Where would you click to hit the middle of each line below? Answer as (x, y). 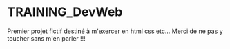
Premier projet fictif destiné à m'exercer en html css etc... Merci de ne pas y (115, 31)
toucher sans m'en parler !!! (47, 38)
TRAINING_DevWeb (65, 12)
